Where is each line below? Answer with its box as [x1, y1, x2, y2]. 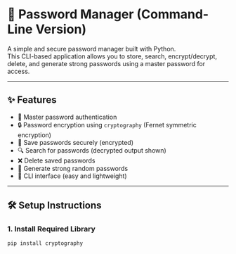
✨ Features [7, 94, 57, 106]
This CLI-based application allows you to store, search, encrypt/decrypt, [7, 52, 218, 61]
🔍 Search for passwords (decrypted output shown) [17, 146, 166, 154]
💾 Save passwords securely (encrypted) [17, 138, 134, 146]
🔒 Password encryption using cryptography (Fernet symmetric [17, 120, 197, 129]
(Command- [136, 6, 209, 23]
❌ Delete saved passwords [17, 156, 96, 165]
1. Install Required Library [7, 224, 96, 234]
